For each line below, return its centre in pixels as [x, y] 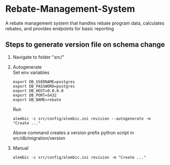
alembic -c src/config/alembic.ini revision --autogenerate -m [82, 118]
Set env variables [31, 72]
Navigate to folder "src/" [39, 57]
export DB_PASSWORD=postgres [44, 86]
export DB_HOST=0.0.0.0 [38, 91]
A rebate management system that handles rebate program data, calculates [85, 23]
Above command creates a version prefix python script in [73, 132]
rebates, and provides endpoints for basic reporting [60, 28]
